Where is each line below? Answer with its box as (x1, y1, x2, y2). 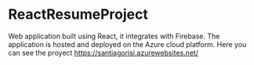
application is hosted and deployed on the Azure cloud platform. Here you (8, 39, 247, 49)
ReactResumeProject (8, 5, 149, 23)
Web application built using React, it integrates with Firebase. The (8, 31, 220, 41)
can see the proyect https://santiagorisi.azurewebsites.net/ (8, 48, 198, 57)
